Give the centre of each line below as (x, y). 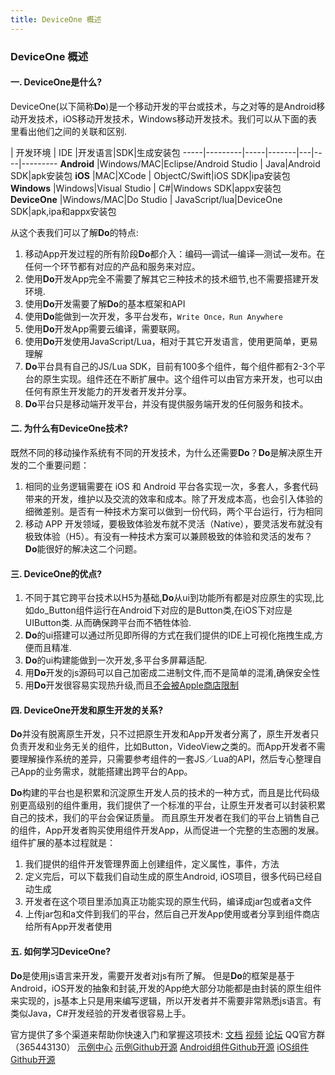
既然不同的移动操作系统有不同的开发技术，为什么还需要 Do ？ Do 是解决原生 (162, 452)
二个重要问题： (58, 465)
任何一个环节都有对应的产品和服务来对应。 (112, 266)
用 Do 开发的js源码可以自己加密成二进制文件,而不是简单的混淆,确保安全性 (172, 673)
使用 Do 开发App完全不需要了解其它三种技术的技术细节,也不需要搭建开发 (172, 278)
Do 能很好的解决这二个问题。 (83, 548)
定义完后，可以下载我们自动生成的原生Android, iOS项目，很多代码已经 (169, 877)
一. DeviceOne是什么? (56, 82)
